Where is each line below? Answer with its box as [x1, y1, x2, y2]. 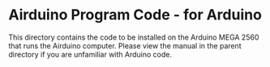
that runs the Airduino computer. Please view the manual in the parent [8, 40, 242, 50]
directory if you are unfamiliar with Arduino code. [8, 49, 173, 59]
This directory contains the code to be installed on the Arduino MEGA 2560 [8, 32, 259, 42]
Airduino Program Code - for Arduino [8, 6, 262, 24]
